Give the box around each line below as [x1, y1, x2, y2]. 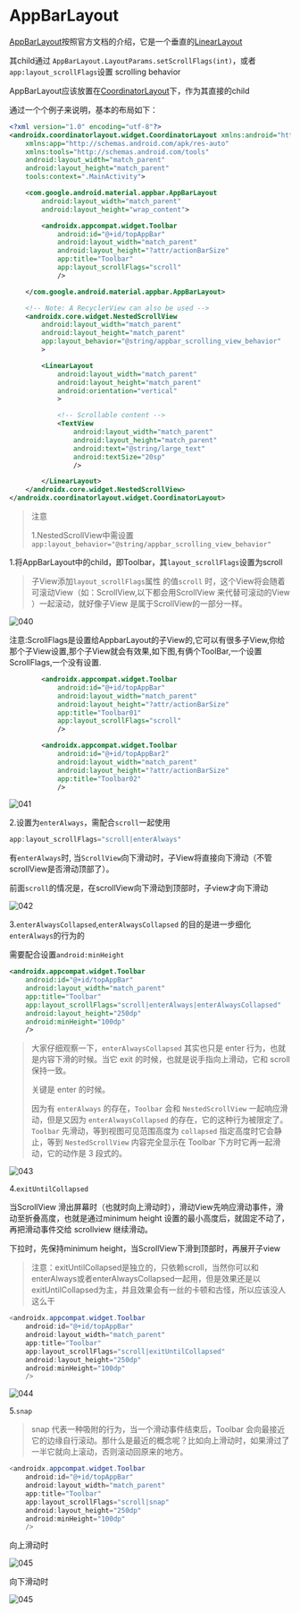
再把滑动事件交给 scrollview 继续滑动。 [9, 1224, 154, 1235]
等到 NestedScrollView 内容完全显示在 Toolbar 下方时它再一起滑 [46, 1137, 281, 1147]
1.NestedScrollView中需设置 [30, 530, 134, 541]
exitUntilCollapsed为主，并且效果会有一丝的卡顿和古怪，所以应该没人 [30, 1284, 287, 1295]
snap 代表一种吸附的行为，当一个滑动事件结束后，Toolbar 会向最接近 [30, 1424, 286, 1435]
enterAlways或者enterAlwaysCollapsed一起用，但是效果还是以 [30, 1274, 262, 1284]
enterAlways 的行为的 [9, 931, 85, 941]
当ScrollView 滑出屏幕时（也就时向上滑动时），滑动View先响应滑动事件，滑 [9, 1202, 284, 1213]
